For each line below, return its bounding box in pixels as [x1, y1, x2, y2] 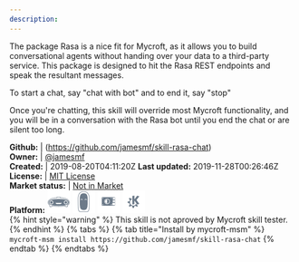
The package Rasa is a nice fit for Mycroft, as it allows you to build [9, 41, 257, 52]
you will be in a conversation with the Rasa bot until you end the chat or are [9, 114, 290, 125]
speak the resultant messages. [9, 69, 124, 81]
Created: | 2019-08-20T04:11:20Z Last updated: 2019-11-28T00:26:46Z [9, 160, 279, 171]
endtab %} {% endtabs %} [9, 243, 109, 254]
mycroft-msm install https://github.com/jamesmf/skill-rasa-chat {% [9, 233, 275, 244]
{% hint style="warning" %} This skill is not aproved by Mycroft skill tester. [9, 214, 288, 225]
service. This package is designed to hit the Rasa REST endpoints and [9, 60, 271, 71]
